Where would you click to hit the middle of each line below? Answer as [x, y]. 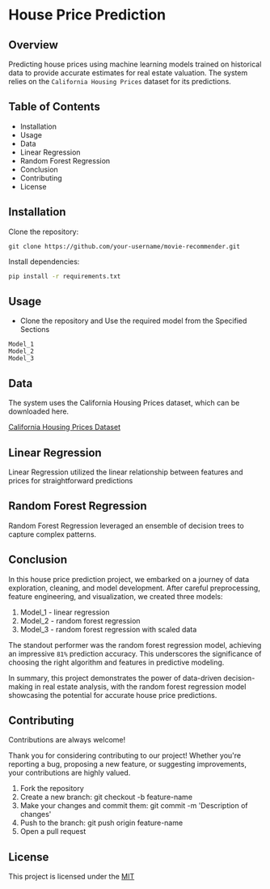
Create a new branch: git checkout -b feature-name [106, 797]
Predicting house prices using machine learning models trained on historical [135, 64]
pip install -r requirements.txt [65, 276]
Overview [34, 45]
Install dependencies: [44, 262]
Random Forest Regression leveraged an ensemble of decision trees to [126, 525]
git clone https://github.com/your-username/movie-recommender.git [124, 246]
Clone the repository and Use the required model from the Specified [133, 321]
